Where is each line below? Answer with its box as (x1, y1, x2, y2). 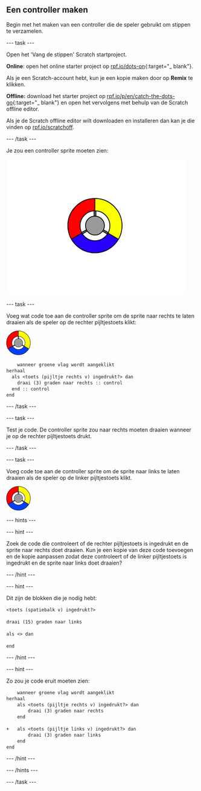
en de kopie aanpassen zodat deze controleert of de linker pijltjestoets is (6, 553, 187, 560)
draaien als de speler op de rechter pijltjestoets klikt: (6, 318, 137, 326)
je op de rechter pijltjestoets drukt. (6, 432, 92, 439)
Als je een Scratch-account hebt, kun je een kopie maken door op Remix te (6, 74, 193, 81)
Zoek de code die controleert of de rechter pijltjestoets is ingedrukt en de (6, 540, 189, 547)
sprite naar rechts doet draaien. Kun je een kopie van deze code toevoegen (6, 546, 194, 553)
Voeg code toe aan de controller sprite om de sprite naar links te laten (6, 467, 180, 474)
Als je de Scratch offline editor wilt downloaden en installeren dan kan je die (6, 117, 195, 124)
